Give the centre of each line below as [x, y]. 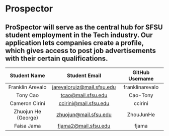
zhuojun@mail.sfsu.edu [84, 114]
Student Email [84, 75]
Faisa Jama [28, 126]
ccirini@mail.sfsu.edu [84, 103]
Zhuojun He [27, 111]
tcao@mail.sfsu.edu [84, 95]
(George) [28, 118]
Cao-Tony [141, 95]
